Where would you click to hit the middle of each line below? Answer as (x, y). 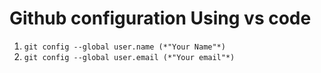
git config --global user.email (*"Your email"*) (129, 57)
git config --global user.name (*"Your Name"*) (124, 47)
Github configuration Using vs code (160, 18)
